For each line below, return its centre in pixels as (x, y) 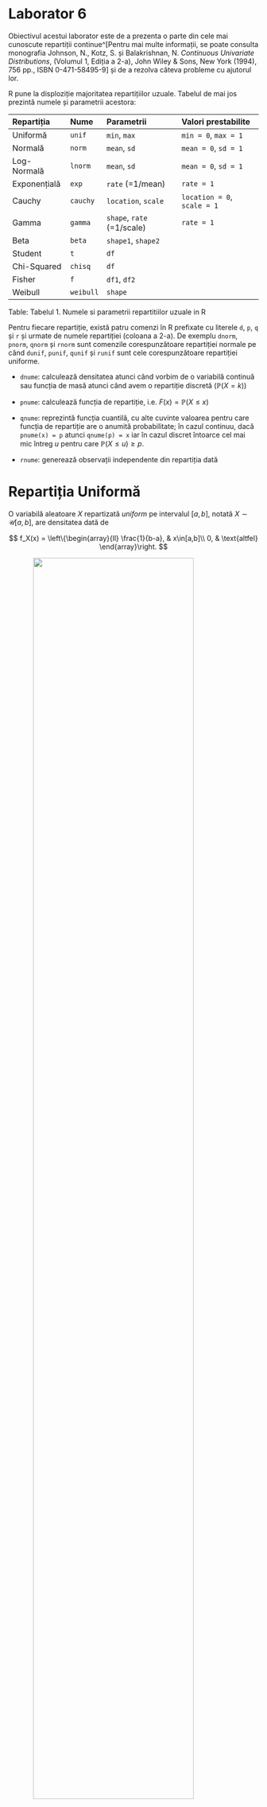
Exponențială (37, 184)
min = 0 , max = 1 (212, 134)
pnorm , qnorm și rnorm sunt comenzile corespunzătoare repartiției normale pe (132, 344)
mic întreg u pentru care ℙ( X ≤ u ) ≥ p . (82, 443)
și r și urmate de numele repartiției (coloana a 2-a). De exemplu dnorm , (123, 336)
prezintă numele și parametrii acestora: (72, 102)
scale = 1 (200, 205)
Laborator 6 (48, 14)
